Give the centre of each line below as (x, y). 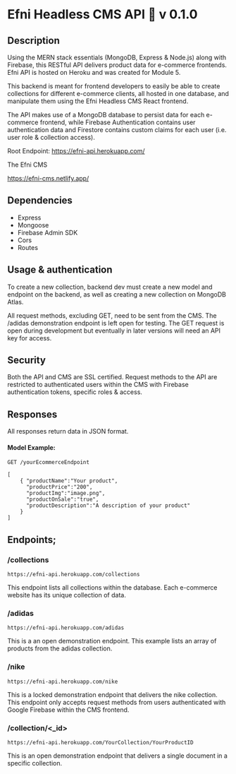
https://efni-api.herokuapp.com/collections (74, 575)
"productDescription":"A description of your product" (108, 506)
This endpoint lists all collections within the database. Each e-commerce (112, 588)
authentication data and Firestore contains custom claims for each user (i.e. (117, 130)
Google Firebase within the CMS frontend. (68, 710)
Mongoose (33, 225)
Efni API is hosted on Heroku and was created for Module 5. (94, 72)
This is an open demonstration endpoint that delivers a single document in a (117, 756)
